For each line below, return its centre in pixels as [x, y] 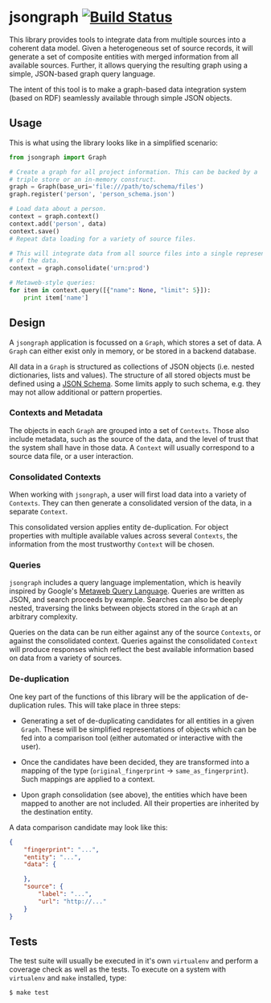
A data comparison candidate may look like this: [88, 827]
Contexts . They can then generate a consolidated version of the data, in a [131, 503]
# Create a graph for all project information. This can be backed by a [133, 172]
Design [27, 323]
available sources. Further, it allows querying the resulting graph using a [129, 65]
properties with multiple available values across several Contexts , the [123, 536]
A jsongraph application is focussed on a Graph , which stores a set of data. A [135, 342]
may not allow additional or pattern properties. [86, 392]
